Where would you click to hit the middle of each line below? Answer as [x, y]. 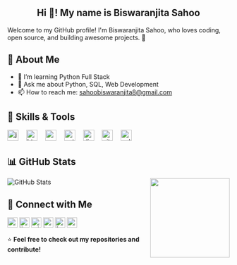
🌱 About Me [34, 60]
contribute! [24, 249]
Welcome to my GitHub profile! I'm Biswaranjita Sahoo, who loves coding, [114, 30]
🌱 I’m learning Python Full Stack [64, 76]
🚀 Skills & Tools [41, 117]
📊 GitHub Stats [42, 162]
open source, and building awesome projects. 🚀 [77, 37]
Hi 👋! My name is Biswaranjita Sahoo [119, 13]
